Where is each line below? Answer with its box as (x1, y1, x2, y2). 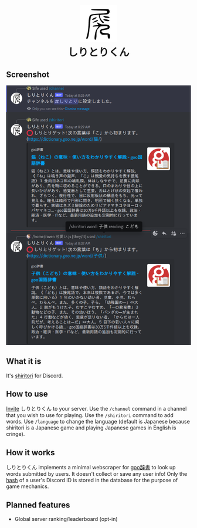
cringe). (6, 431, 25, 438)
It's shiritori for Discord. (6, 372, 63, 379)
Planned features (6, 500, 70, 510)
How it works (6, 448, 55, 458)
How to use (6, 389, 48, 399)
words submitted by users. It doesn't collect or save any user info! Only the (6, 471, 188, 478)
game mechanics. (6, 483, 49, 490)
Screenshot (6, 69, 50, 79)
